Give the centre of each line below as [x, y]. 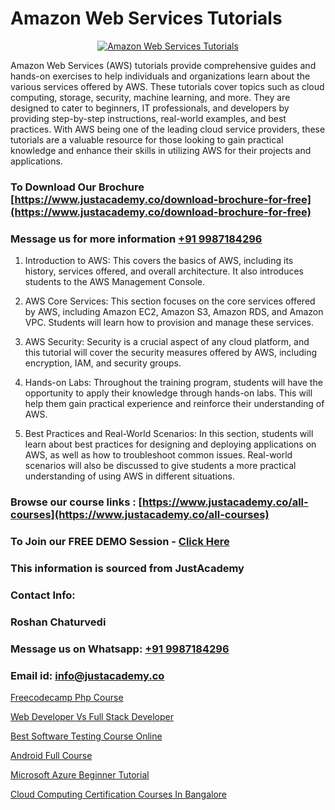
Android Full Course [51, 755]
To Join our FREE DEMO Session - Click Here [120, 541]
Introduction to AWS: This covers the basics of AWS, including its [159, 261]
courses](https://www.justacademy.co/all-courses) [140, 515]
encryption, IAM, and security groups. [103, 363]
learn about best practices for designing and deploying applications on [170, 444]
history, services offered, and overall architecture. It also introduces [164, 271]
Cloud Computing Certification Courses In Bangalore [119, 794]
